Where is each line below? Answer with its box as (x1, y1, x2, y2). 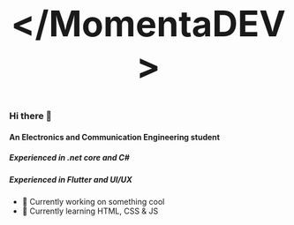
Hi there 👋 (9, 110, 53, 123)
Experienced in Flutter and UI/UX (9, 175, 132, 185)
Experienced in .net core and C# (9, 152, 130, 162)
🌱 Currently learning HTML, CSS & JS (21, 206, 159, 216)
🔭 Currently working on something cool (21, 197, 165, 207)
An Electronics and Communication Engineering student (9, 132, 221, 143)
